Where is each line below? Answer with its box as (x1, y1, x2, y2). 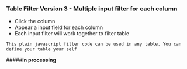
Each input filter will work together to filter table (14, 30, 130, 37)
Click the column (14, 18, 56, 25)
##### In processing (6, 57, 57, 64)
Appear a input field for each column (14, 24, 103, 31)
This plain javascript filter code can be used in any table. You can (6, 41, 182, 48)
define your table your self (6, 46, 77, 52)
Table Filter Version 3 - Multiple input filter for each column (6, 5, 178, 13)
